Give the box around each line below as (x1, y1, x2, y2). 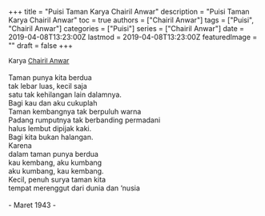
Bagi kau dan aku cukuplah (8, 98, 98, 107)
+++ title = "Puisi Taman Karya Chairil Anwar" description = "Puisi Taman (8, 7, 250, 16)
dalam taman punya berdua (8, 150, 98, 158)
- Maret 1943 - (8, 200, 57, 210)
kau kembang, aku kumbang (8, 158, 102, 167)
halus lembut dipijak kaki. (8, 124, 92, 133)
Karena (8, 141, 32, 150)
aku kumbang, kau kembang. (8, 166, 104, 175)
